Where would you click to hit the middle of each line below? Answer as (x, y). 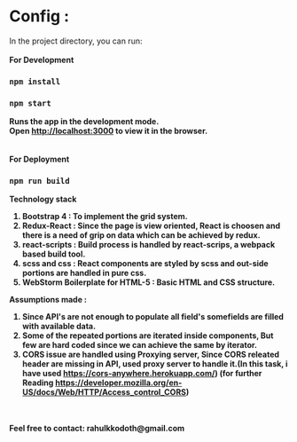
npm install (35, 81)
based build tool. (54, 254)
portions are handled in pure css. (84, 273)
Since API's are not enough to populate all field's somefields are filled (152, 317)
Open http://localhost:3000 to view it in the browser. (109, 131)
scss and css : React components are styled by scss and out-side (145, 264)
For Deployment (39, 159)
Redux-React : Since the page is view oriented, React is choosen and (151, 226)
